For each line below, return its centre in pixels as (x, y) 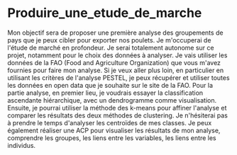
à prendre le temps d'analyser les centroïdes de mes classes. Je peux (110, 122)
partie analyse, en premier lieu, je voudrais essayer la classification (105, 93)
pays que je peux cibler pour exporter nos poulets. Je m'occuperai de (109, 40)
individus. (22, 145)
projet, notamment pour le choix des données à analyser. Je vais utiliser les (117, 55)
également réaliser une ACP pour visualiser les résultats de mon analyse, (114, 130)
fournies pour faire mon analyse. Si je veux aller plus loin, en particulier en (116, 70)
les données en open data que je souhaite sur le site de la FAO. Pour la (110, 85)
